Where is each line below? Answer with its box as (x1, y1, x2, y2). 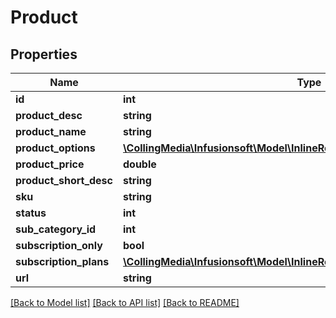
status (15, 206, 47, 220)
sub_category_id (15, 222, 97, 236)
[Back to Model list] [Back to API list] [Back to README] (10, 297, 240, 308)
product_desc (15, 109, 83, 122)
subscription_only (15, 239, 103, 252)
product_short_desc (15, 174, 113, 187)
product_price (15, 157, 85, 171)
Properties (10, 46, 78, 63)
